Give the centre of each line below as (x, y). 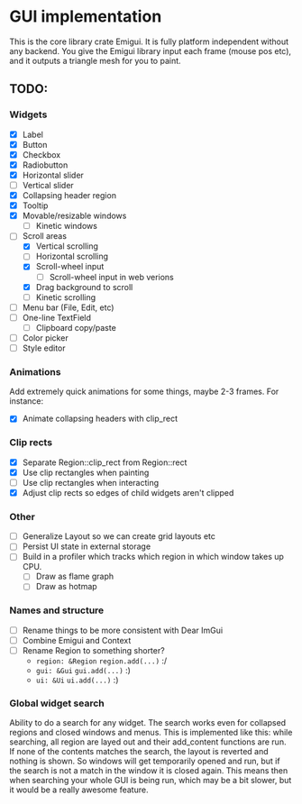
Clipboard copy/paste (76, 327)
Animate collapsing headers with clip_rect (100, 419)
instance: (27, 401)
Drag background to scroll (84, 287)
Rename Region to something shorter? (93, 650)
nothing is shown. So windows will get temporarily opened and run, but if (145, 761)
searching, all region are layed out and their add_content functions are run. (148, 742)
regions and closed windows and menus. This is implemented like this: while (151, 733)
